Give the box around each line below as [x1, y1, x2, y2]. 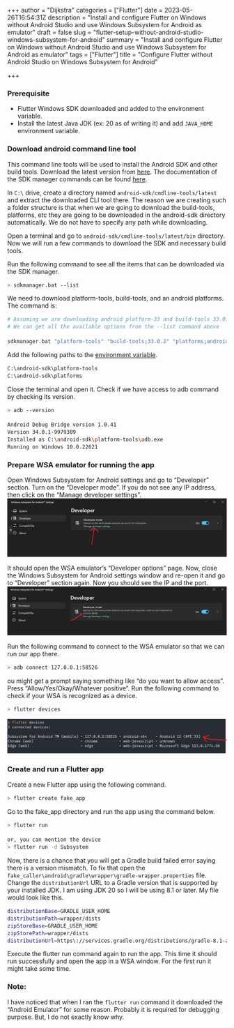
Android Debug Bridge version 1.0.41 [7, 421, 117, 428]
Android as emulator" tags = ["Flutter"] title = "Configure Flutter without [7, 50, 213, 59]
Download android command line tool [7, 144, 136, 154]
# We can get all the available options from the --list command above [7, 324, 219, 331]
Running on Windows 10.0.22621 [7, 444, 98, 451]
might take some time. [7, 965, 71, 973]
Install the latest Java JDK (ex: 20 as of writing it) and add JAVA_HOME [17, 119, 214, 128]
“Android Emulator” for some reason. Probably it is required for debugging [7, 1005, 219, 1013]
